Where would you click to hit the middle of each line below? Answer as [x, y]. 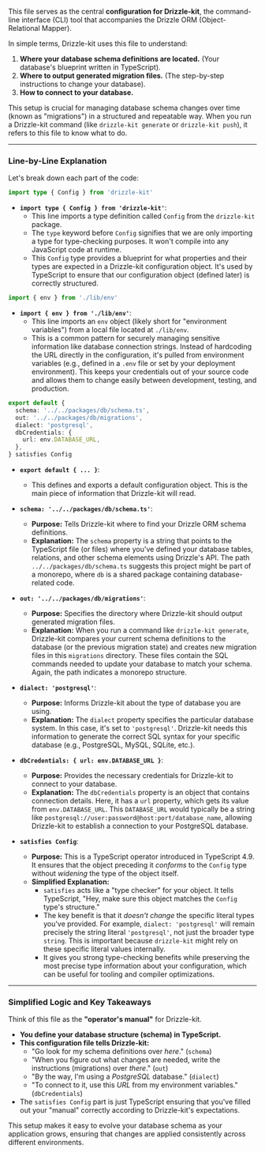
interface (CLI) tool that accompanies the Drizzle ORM [110, 20]
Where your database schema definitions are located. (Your [119, 59]
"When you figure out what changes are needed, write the [126, 1060]
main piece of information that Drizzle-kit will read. [114, 493]
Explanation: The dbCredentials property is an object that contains [140, 792]
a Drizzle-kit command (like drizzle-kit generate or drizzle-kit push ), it [128, 125]
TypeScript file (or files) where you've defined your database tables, [142, 550]
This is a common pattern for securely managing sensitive [126, 338]
